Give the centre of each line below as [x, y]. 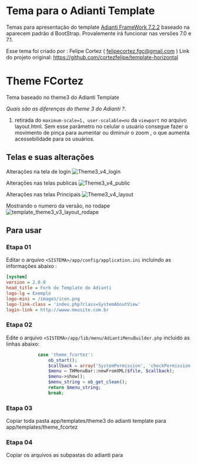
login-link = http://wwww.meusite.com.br [58, 310]
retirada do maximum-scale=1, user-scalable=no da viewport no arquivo [101, 120]
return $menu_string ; [74, 388]
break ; [56, 393]
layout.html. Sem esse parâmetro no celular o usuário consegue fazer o [101, 126]
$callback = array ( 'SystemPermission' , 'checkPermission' [121, 366]
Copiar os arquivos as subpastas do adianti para [65, 455]
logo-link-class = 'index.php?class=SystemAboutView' [74, 304]
